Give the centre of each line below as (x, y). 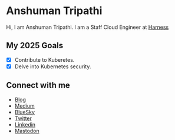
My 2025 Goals (35, 46)
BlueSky (25, 112)
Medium (25, 106)
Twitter (23, 118)
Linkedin (25, 124)
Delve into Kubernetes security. (53, 66)
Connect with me (38, 86)
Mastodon (27, 131)
